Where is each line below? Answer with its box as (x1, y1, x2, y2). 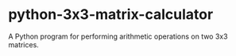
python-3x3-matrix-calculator (8, 6, 214, 24)
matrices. (8, 39, 40, 49)
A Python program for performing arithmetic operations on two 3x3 (8, 32, 228, 41)
